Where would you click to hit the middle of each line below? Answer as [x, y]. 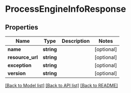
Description [76, 41]
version [17, 73]
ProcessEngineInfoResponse [66, 9]
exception [20, 65]
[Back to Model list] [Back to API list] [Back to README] [62, 85]
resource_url [23, 57]
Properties [22, 27]
